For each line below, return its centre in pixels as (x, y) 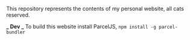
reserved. (18, 15)
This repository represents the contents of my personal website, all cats (95, 9)
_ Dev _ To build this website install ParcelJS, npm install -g (81, 27)
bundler (16, 32)
